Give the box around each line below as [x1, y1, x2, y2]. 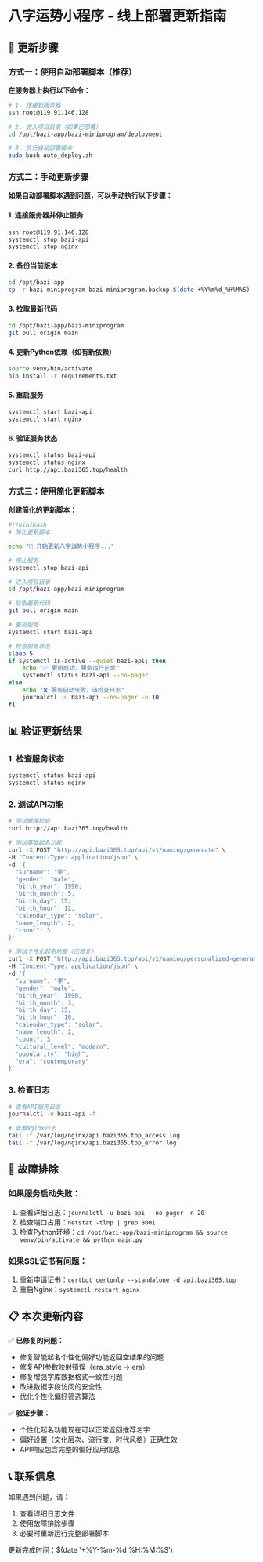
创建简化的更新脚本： [8, 505, 77, 515]
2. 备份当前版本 [8, 261, 58, 270]
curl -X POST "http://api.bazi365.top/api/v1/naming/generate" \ [8, 846, 225, 854]
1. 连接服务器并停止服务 [8, 210, 84, 220]
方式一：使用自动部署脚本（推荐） [8, 66, 137, 77]
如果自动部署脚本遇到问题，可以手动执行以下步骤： [8, 191, 173, 200]
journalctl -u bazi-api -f [8, 1110, 96, 1119]
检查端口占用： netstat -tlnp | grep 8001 [19, 1217, 156, 1227]
